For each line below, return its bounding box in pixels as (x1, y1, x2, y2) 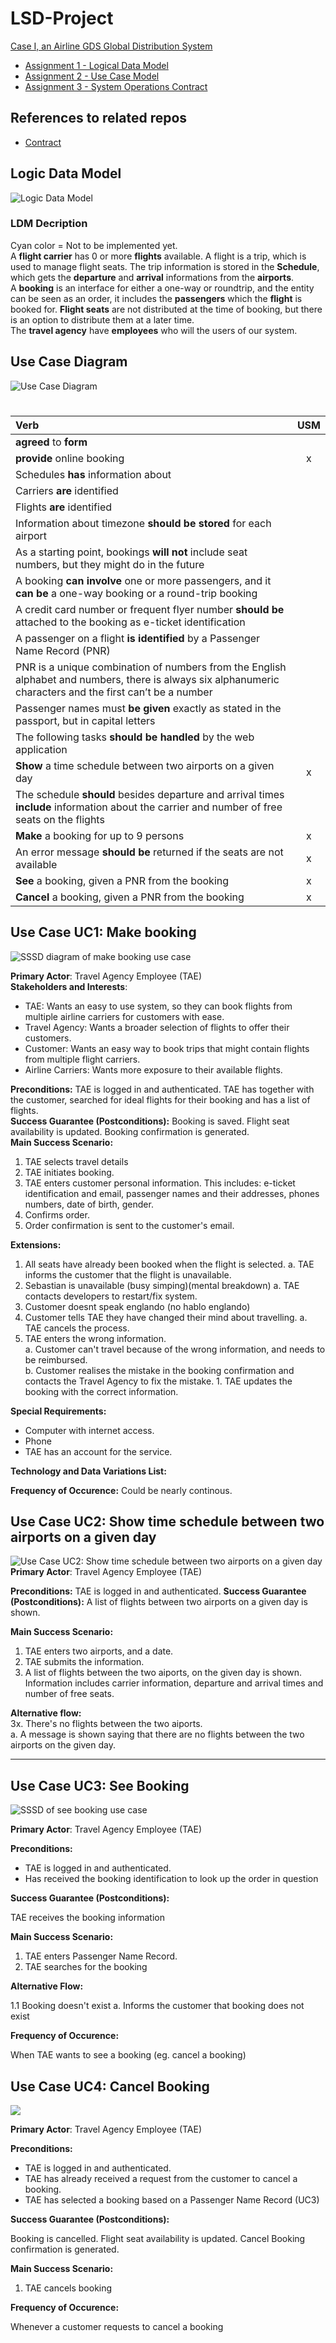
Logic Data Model (10, 165, 122, 182)
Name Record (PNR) (15, 643, 111, 657)
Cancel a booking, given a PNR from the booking (15, 890, 245, 904)
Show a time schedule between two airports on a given (15, 758, 275, 772)
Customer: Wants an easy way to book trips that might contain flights (24, 1042, 310, 1054)
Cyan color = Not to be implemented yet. (10, 239, 178, 251)
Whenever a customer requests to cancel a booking (10, 2321, 224, 2333)
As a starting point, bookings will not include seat (15, 545, 248, 559)
